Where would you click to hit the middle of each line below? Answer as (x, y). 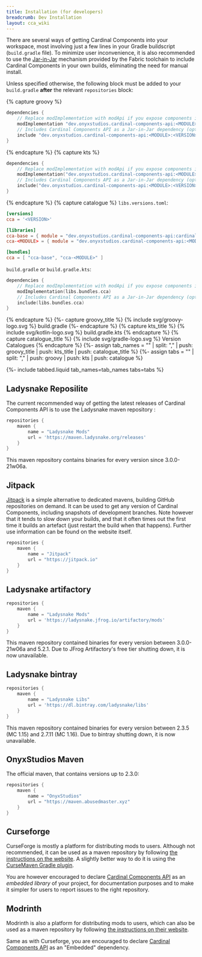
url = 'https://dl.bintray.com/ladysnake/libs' (88, 705)
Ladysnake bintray (42, 674)
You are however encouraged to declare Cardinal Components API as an (96, 877)
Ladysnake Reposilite (47, 389)
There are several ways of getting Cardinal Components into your (87, 40)
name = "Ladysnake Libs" (59, 700)
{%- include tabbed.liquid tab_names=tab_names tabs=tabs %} (85, 370)
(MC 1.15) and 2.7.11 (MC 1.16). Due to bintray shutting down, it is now (91, 734)
